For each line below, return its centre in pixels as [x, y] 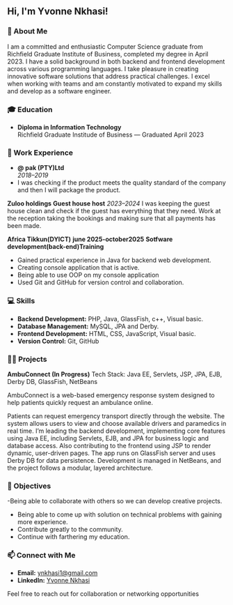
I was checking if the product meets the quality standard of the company [121, 183]
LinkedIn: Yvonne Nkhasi [54, 581]
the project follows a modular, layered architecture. [80, 468]
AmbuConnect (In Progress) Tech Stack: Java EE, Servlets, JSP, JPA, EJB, [115, 374]
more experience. [42, 522]
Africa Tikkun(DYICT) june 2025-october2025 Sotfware [90, 239]
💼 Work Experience [40, 153]
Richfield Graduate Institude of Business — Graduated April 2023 [110, 135]
